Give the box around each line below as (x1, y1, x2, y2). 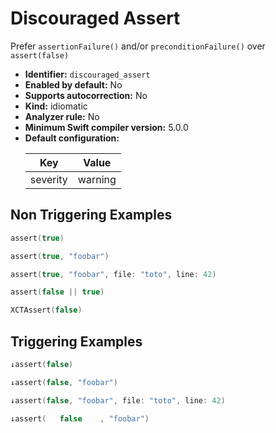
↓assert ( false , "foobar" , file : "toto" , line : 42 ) (10, 395, 226, 406)
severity (29, 172, 68, 186)
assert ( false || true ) (10, 287, 105, 297)
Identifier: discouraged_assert (24, 68, 151, 80)
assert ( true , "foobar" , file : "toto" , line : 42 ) (10, 269, 217, 279)
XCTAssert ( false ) (10, 305, 83, 316)
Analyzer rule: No (24, 110, 100, 122)
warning (77, 172, 117, 186)
